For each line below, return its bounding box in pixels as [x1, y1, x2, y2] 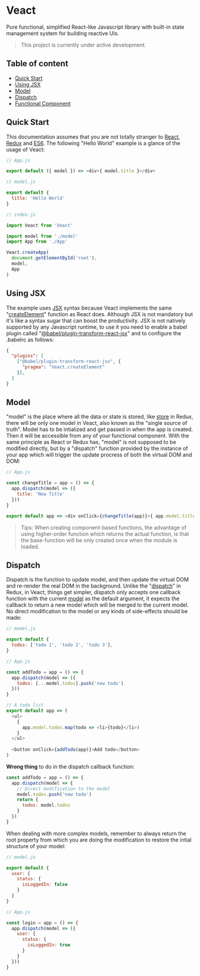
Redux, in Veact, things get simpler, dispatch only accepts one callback [6, 589, 181, 596]
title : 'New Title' [17, 491, 65, 497]
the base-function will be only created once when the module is [20, 536, 177, 544]
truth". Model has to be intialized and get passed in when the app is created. [6, 426, 193, 433]
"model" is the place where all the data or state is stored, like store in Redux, [6, 413, 193, 420]
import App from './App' [6, 238, 68, 245]
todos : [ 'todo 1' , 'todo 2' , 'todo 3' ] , [11, 642, 113, 648]
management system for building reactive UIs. [6, 29, 119, 36]
